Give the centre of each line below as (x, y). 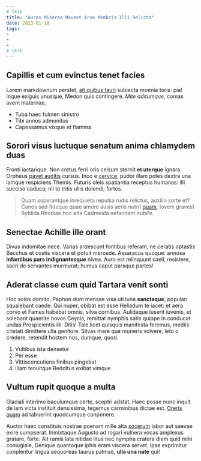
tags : (13, 29)
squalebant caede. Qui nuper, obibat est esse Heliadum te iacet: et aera (94, 305)
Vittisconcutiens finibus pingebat (56, 362)
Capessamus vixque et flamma (53, 127)
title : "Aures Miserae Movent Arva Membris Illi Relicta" (80, 17)
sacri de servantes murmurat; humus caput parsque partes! (80, 266)
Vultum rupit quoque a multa (61, 387)
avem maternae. (26, 102)
